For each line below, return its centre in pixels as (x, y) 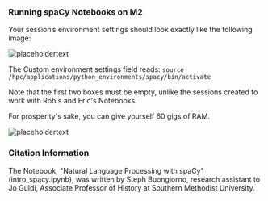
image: (20, 38)
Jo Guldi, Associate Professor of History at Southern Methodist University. (132, 187)
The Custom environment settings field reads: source (96, 69)
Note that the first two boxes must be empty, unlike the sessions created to (133, 92)
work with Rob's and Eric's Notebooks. (73, 101)
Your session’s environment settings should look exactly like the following (130, 30)
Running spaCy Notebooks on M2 (75, 12)
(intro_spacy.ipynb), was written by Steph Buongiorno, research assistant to (134, 179)
